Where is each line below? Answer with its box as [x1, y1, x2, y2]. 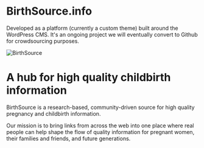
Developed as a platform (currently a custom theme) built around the [6, 24, 178, 32]
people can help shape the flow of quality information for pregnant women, [6, 128, 195, 135]
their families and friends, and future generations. [6, 135, 131, 142]
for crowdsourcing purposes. [6, 37, 79, 44]
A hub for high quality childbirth [6, 71, 171, 85]
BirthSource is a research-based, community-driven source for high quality [6, 104, 195, 111]
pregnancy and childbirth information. [6, 110, 101, 117]
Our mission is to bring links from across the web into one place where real [6, 122, 194, 129]
